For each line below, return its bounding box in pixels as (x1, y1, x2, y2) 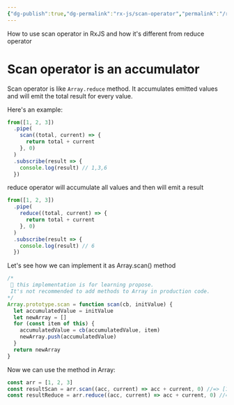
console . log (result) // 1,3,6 (19, 164, 108, 171)
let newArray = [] (13, 314, 68, 321)
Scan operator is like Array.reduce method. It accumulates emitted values (7, 84, 218, 93)
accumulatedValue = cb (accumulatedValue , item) (19, 327, 160, 334)
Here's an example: (7, 105, 63, 114)
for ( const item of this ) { (13, 321, 95, 327)
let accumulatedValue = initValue (13, 307, 114, 314)
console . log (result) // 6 (19, 242, 95, 249)
